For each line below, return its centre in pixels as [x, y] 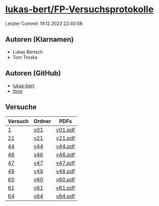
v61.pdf [65, 188]
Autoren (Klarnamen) [40, 40]
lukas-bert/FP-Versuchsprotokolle [80, 9]
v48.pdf [65, 171]
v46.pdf [65, 155]
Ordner [42, 121]
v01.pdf [65, 130]
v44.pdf [65, 146]
